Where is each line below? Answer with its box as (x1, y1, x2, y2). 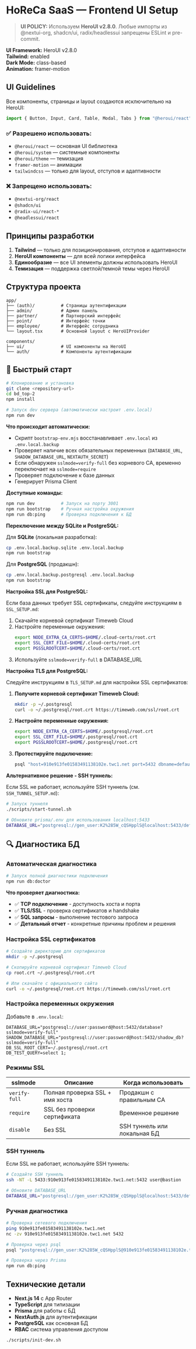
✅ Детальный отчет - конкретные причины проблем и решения (14, 920, 176, 927)
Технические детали (6, 1279, 86, 1289)
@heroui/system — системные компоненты (14, 149, 120, 156)
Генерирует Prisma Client (14, 478, 77, 485)
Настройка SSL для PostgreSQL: (6, 588, 89, 595)
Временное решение (119, 1108, 179, 1117)
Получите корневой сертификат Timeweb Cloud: (14, 690, 139, 697)
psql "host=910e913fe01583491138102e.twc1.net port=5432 (14, 761, 156, 767)
